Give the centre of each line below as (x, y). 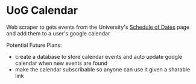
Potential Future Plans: (34, 45)
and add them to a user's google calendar (58, 33)
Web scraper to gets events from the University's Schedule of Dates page (98, 27)
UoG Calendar (42, 10)
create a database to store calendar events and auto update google (99, 56)
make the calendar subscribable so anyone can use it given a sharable (103, 69)
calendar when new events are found (61, 63)
